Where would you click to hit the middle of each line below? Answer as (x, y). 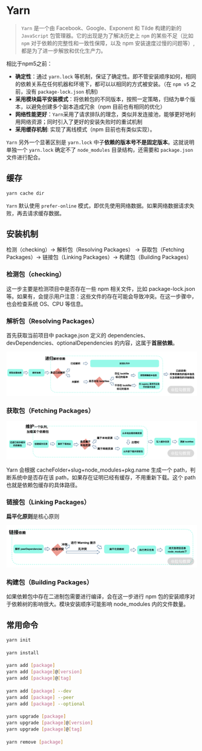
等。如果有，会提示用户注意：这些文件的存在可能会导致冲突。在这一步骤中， (102, 296)
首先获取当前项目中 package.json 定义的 (57, 336)
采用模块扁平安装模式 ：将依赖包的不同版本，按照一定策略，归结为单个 (103, 99)
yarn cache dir (25, 193)
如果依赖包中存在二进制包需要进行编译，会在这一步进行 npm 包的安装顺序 (98, 597)
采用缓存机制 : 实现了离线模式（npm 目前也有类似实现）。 (85, 129)
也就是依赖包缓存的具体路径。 (43, 485)
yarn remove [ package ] (35, 742)
